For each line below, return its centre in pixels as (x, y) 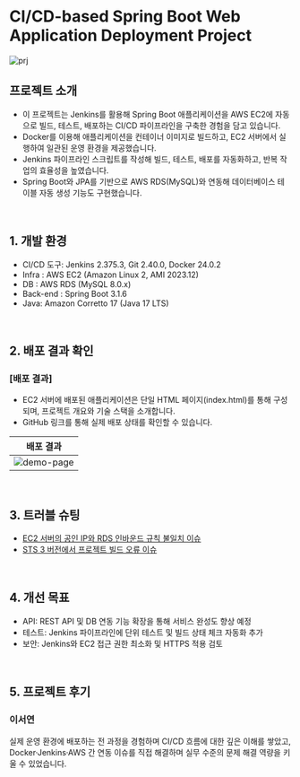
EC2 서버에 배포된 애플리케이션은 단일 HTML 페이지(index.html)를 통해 (146, 400)
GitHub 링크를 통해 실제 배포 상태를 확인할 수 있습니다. (117, 423)
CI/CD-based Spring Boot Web (125, 17)
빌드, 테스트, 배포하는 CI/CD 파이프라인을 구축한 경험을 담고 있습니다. (160, 125)
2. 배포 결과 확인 (51, 350)
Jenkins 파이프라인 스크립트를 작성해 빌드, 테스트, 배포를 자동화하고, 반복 (150, 159)
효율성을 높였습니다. (74, 170)
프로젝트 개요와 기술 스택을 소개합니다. (109, 411)
